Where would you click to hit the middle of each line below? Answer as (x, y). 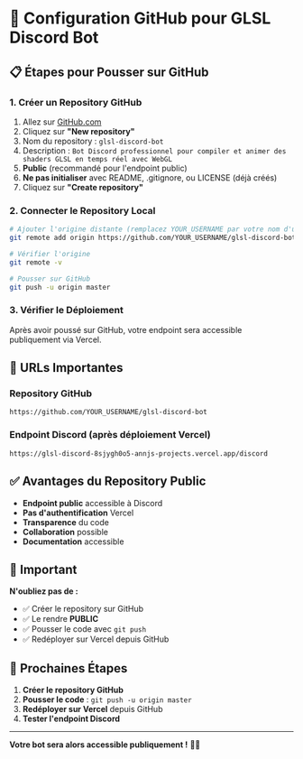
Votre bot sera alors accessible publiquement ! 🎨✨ (105, 745)
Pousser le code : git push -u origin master (107, 699)
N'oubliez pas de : (44, 591)
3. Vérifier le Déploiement (66, 310)
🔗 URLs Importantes (66, 368)
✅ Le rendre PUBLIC (60, 619)
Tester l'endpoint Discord (71, 719)
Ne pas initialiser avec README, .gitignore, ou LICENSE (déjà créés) (150, 177)
